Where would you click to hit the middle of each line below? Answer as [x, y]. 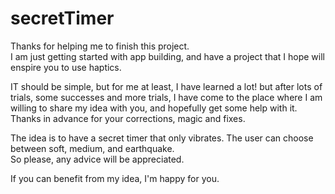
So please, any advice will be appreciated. [97, 159]
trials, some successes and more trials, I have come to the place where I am [166, 97]
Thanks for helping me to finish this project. [100, 46]
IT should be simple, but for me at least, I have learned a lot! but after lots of [166, 86]
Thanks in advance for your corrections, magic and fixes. [128, 118]
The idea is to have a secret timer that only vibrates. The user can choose [162, 138]
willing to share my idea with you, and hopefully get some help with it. [154, 108]
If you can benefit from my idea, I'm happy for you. [115, 178]
